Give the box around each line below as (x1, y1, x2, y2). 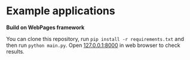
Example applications (6, 4, 115, 18)
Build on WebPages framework (6, 24, 85, 31)
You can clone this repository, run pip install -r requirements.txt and (6, 35, 184, 42)
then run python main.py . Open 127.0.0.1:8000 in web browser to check (6, 42, 180, 49)
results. (6, 48, 25, 55)
